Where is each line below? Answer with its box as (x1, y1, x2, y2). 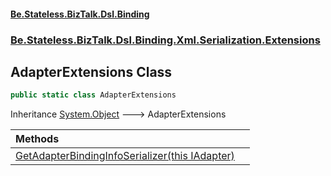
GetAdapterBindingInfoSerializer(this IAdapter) (15, 149, 235, 163)
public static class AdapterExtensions (10, 90, 177, 100)
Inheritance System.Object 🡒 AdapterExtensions (10, 108, 227, 120)
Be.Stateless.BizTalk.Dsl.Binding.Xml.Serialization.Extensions (10, 33, 321, 47)
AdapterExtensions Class (10, 63, 173, 80)
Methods (15, 132, 60, 146)
